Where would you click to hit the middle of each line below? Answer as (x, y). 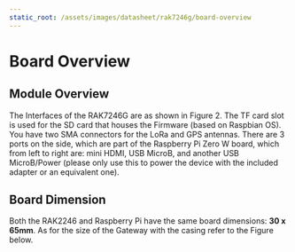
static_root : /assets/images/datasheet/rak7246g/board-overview (130, 17)
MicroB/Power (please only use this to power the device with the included (144, 162)
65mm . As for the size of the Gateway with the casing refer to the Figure (142, 231)
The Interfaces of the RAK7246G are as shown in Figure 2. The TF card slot (147, 115)
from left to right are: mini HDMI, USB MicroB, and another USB (124, 153)
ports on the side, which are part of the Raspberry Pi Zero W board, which (144, 144)
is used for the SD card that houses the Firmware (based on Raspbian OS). (145, 124)
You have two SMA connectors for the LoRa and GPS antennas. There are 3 (147, 134)
